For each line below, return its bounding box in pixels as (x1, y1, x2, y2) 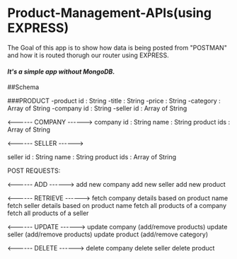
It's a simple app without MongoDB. (7, 67, 115, 76)
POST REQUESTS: (7, 166, 61, 175)
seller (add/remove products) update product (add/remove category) (7, 230, 209, 238)
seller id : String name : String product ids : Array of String (7, 153, 177, 161)
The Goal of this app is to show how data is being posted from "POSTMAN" (7, 43, 228, 52)
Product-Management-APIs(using (7, 5, 212, 21)
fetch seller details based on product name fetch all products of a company (7, 202, 227, 210)
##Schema (7, 83, 40, 91)
